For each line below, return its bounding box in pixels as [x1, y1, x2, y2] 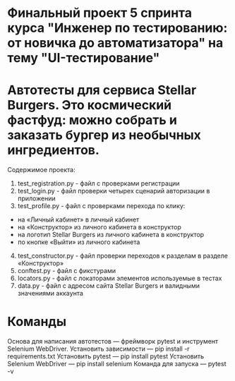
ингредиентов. [7, 143, 100, 158]
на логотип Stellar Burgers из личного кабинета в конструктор [17, 231, 205, 239]
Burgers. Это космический [7, 97, 172, 114]
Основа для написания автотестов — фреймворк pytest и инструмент [7, 337, 219, 346]
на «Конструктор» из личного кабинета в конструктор [17, 223, 181, 231]
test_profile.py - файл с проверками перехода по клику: [17, 202, 186, 210]
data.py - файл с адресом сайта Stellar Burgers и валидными [17, 282, 200, 290]
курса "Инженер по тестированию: [7, 20, 228, 36]
